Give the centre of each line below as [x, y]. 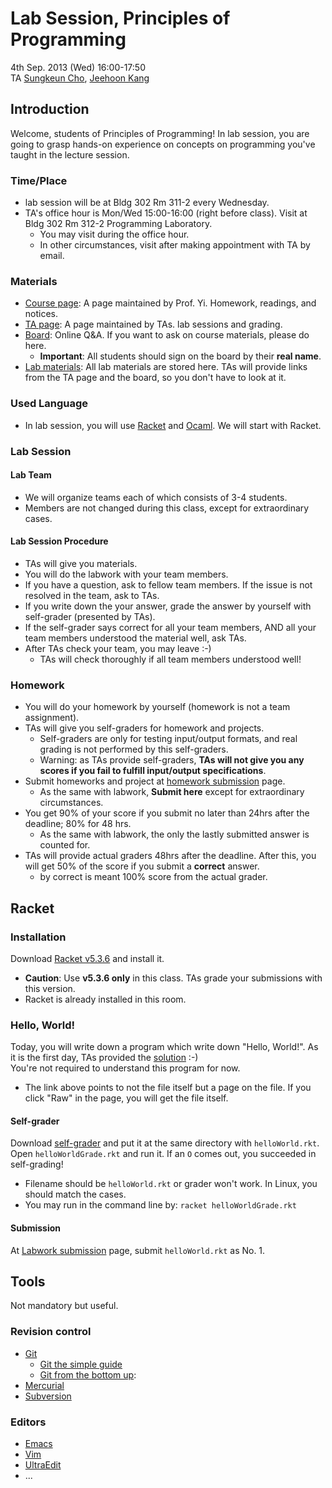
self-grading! [37, 1164]
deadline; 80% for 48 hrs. [78, 824]
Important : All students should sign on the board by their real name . [180, 356]
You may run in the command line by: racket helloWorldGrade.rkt [160, 1205]
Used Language [49, 404]
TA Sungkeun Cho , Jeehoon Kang [80, 78]
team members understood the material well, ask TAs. [135, 638]
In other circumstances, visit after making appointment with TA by [175, 245]
